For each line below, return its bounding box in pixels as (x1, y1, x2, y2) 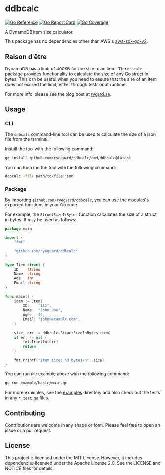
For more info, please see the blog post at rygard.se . (5, 91, 112, 97)
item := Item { (14, 299, 43, 304)
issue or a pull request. (5, 427, 52, 434)
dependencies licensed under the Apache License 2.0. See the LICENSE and (5, 460, 161, 466)
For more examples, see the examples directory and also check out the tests (5, 390, 160, 396)
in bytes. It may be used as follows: (5, 217, 77, 223)
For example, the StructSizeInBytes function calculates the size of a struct (5, 211, 157, 217)
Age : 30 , (23, 312, 45, 317)
